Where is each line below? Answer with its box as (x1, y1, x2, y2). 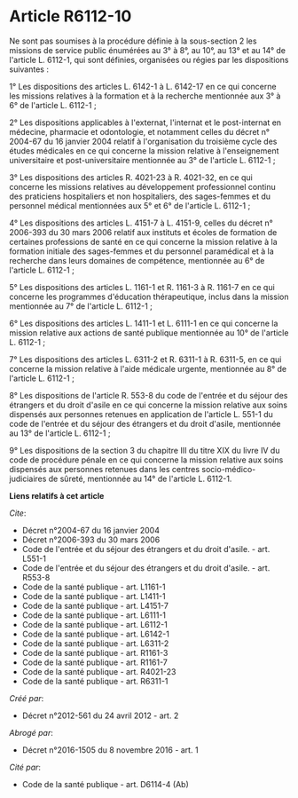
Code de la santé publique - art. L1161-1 (21, 581, 166, 592)
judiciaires (9, 473, 47, 484)
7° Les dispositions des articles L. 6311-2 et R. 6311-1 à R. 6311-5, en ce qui (9, 353, 282, 365)
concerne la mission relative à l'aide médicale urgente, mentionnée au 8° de (9, 363, 286, 374)
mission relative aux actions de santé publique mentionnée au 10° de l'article (9, 327, 289, 338)
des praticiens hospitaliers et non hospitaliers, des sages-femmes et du (9, 191, 271, 201)
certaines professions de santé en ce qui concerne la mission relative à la (9, 236, 278, 247)
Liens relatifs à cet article (9, 490, 105, 501)
